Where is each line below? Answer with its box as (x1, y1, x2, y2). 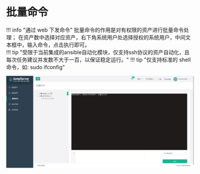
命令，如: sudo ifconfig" (6, 63, 66, 70)
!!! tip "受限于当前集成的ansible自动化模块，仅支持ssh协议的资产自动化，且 (6, 48, 190, 55)
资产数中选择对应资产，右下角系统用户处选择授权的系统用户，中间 (23, 33, 186, 41)
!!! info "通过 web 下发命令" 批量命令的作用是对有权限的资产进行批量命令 (6, 26, 184, 33)
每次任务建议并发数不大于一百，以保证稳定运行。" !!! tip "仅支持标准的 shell (6, 56, 191, 63)
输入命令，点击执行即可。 (26, 41, 90, 48)
